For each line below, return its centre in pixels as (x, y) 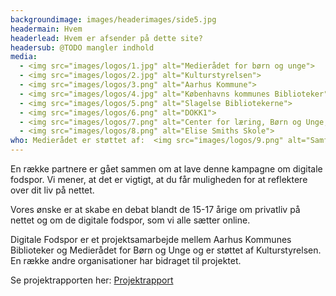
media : (24, 57)
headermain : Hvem (46, 29)
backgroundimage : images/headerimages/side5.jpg (113, 19)
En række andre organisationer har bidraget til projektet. (126, 260)
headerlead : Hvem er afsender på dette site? (106, 38)
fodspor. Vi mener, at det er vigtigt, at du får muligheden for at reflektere (159, 179)
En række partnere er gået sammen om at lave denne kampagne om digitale (166, 169)
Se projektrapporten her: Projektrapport (92, 280)
